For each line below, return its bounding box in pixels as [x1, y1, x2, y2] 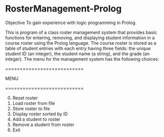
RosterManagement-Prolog [5, 3, 122, 15]
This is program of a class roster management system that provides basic [5, 29, 157, 35]
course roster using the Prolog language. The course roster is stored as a [5, 40, 156, 46]
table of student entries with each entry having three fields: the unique [5, 45, 151, 51]
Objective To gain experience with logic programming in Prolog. [5, 20, 137, 26]
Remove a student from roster [12, 121, 74, 127]
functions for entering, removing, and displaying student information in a [5, 35, 155, 41]
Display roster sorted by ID [12, 111, 68, 117]
